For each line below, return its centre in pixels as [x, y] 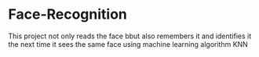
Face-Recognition [68, 14]
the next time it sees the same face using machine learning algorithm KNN [128, 44]
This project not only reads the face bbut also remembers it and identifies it [130, 36]
